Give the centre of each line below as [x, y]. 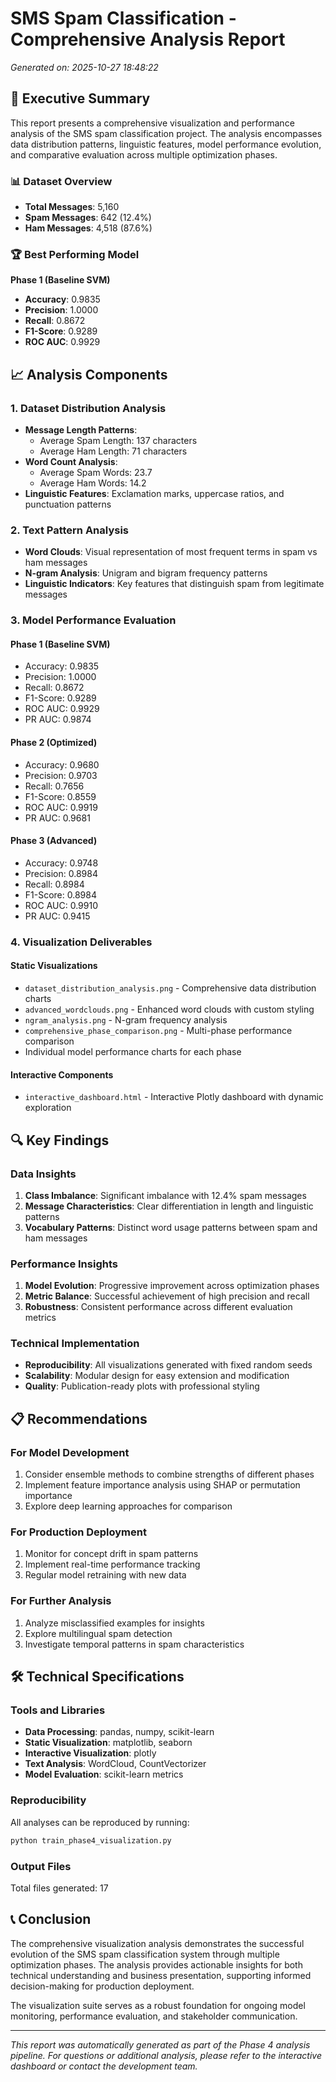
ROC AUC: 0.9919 [61, 807]
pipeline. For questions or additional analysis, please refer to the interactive [166, 2055]
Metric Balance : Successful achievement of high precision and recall [167, 1296]
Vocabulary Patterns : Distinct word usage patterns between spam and [171, 1227]
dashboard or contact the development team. [104, 2066]
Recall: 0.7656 [54, 786]
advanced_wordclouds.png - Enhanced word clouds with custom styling [169, 1009]
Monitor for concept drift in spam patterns [111, 1554]
